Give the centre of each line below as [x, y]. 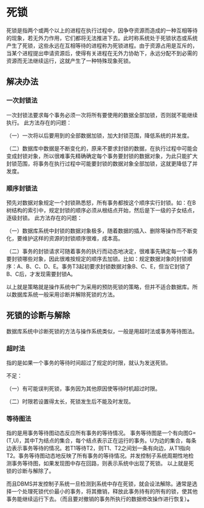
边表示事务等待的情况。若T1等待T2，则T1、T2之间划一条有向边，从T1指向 [99, 448]
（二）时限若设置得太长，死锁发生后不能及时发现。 [70, 402]
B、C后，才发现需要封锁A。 [41, 274]
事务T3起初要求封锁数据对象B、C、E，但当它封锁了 [126, 266]
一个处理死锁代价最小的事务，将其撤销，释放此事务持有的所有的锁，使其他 [104, 492]
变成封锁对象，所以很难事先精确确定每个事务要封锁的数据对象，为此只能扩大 [102, 156]
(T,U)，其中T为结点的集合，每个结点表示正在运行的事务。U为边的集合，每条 [101, 441]
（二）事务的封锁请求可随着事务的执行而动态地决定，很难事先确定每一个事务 [102, 251]
